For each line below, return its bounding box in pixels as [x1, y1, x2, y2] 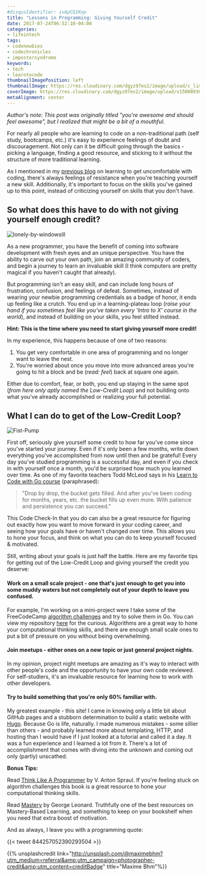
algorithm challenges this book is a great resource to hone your [7, 782, 167, 790]
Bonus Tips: [7, 764, 39, 772]
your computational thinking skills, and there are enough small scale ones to [7, 625, 199, 633]
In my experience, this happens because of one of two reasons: [7, 336, 167, 344]
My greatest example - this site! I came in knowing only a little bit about [7, 707, 186, 714]
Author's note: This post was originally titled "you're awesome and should [7, 111, 194, 118]
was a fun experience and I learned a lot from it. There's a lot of [7, 739, 167, 747]
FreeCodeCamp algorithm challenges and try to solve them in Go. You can [7, 613, 194, 620]
